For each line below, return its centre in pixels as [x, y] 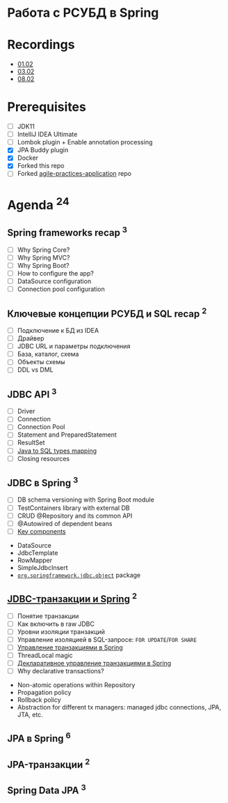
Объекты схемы [41, 362]
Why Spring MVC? [43, 257]
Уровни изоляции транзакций [61, 631]
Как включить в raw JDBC [56, 624]
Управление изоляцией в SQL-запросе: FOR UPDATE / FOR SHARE [107, 639]
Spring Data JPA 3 [47, 790]
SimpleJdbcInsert [42, 567]
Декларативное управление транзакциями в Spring [94, 663]
